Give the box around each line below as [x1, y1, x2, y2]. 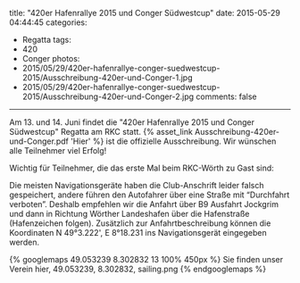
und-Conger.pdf [9, 136, 69, 146]
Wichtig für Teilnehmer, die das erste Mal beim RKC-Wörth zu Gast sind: [9, 162, 274, 173]
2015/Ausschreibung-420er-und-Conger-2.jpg [21, 91, 195, 102]
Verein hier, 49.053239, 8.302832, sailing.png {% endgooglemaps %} [9, 263, 266, 274]
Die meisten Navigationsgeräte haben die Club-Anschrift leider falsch [9, 180, 264, 190]
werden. [9, 237, 40, 247]
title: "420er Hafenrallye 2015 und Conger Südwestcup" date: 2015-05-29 [9, 8, 281, 18]
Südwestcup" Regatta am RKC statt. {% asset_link [9, 127, 194, 137]
